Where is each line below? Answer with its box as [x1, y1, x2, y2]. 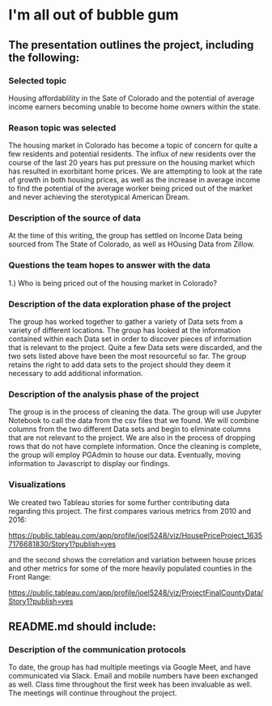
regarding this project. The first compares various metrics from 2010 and [8, 506, 251, 516]
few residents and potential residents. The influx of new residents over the [8, 149, 257, 159]
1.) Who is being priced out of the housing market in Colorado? [8, 278, 217, 288]
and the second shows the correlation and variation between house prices [8, 554, 257, 564]
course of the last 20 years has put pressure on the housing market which [8, 158, 255, 168]
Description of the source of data [8, 212, 142, 224]
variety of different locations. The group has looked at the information [8, 326, 241, 336]
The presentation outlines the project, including [8, 38, 254, 52]
